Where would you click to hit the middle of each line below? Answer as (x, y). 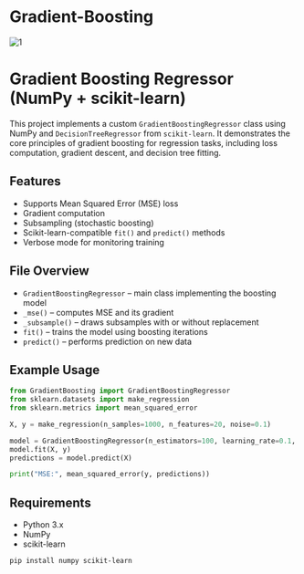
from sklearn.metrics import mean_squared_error (104, 408)
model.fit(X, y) (40, 449)
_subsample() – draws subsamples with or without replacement (141, 322)
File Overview (49, 271)
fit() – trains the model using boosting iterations (115, 331)
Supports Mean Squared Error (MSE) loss (100, 204)
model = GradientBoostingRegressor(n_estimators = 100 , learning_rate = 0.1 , (153, 441)
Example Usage (55, 370)
